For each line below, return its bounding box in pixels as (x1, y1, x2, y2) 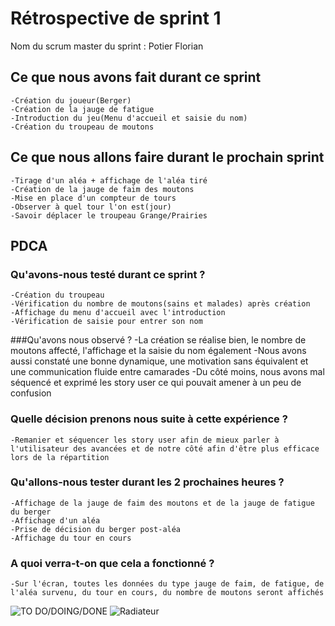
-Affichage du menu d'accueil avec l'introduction (10, 308, 226, 318)
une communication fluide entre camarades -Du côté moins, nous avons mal (10, 366, 325, 378)
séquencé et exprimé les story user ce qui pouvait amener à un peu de (10, 377, 302, 389)
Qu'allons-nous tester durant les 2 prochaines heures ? (10, 475, 285, 489)
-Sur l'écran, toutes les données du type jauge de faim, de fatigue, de (10, 579, 325, 589)
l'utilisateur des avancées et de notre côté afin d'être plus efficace (10, 443, 320, 454)
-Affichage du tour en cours (10, 533, 132, 543)
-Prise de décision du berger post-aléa (10, 524, 182, 534)
